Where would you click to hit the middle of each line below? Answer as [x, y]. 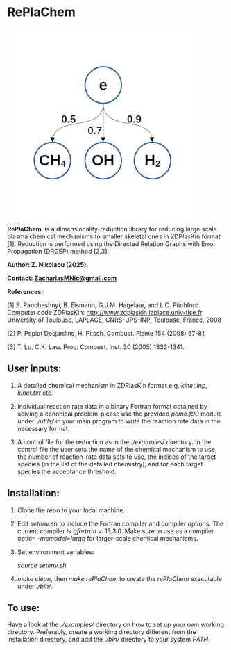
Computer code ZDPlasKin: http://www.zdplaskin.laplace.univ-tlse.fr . [105, 312]
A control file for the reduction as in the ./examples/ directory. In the [114, 441]
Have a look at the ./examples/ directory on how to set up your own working [115, 625]
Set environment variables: [55, 552]
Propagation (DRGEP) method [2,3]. [58, 251]
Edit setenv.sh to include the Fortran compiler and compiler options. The [120, 523]
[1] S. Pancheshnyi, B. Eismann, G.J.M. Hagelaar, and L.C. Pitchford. [104, 305]
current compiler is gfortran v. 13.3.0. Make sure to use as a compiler [115, 531]
